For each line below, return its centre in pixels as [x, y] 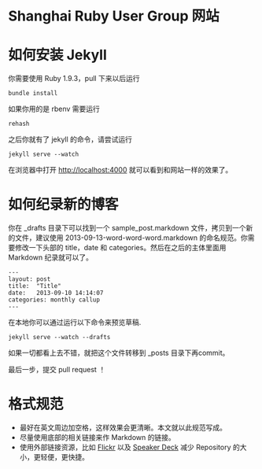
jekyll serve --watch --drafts [59, 338]
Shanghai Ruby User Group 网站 [114, 16]
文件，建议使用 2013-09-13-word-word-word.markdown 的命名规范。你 [131, 238]
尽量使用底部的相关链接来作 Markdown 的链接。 [97, 437]
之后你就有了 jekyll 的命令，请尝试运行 [70, 139]
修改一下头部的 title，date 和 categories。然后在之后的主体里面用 [120, 248]
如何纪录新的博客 [64, 205]
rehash [19, 124]
